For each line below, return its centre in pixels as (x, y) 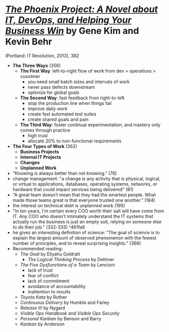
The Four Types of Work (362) (45, 146)
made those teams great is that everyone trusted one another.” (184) (84, 200)
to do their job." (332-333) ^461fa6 (49, 227)
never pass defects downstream (61, 87)
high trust (38, 135)
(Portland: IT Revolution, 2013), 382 (42, 56)
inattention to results (49, 291)
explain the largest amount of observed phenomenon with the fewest (85, 238)
